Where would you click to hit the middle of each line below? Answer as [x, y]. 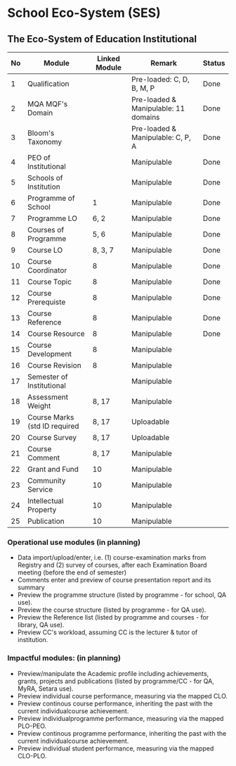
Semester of [48, 377]
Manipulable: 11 [158, 108]
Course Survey [52, 438]
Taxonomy [45, 142]
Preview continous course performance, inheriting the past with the [115, 703]
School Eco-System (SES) [84, 13]
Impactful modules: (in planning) [64, 658]
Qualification [48, 84]
